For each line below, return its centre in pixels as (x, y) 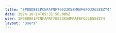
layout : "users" (21, 23)
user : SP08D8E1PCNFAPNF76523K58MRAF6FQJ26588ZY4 (55, 18)
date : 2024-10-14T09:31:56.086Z (38, 14)
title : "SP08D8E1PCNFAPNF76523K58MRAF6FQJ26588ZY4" (58, 9)
